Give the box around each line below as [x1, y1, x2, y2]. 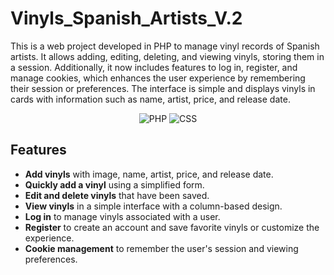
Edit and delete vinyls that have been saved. [24, 189, 210, 201]
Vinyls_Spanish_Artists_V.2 [10, 7, 243, 30]
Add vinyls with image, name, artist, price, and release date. [24, 168, 274, 180]
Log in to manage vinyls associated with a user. [24, 210, 221, 222]
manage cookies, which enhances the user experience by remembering [10, 72, 306, 84]
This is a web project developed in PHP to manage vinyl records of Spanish [10, 40, 320, 52]
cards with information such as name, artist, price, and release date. [10, 93, 291, 105]
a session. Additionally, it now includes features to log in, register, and [10, 61, 298, 73]
